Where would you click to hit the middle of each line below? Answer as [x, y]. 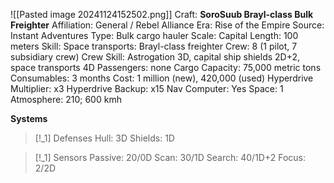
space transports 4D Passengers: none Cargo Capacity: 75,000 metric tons [166, 67]
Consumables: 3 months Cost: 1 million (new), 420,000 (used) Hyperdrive [162, 78]
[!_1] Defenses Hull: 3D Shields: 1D [104, 138]
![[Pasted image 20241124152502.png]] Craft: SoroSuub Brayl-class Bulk [162, 14]
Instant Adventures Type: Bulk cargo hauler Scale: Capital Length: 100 [154, 35]
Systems [29, 118]
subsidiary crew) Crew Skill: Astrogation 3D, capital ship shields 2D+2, [155, 57]
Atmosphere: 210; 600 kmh [66, 99]
